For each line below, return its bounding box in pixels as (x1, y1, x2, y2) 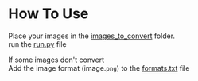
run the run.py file (8, 39, 67, 48)
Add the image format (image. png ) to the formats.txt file (8, 63, 190, 72)
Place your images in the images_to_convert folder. (8, 31, 176, 40)
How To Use (8, 5, 89, 23)
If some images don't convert (8, 55, 105, 64)
